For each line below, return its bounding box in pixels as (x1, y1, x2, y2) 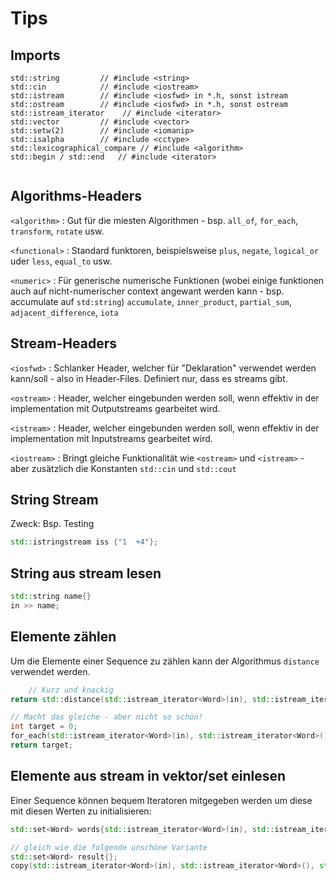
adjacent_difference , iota (10, 306, 119, 318)
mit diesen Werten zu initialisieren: (10, 805, 152, 817)
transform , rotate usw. (10, 225, 105, 237)
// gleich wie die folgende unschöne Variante (10, 842, 208, 852)
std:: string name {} (10, 592, 92, 602)
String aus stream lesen (10, 565, 162, 582)
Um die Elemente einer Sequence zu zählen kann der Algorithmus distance (10, 655, 320, 667)
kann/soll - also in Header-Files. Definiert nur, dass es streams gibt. (10, 372, 288, 384)
